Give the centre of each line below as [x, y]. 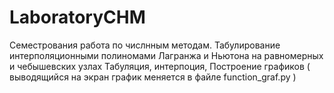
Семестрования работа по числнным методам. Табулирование [145, 45]
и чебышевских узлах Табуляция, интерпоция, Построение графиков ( [160, 66]
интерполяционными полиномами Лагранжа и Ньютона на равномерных [166, 55]
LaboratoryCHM [77, 17]
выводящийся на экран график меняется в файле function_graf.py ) [153, 77]
